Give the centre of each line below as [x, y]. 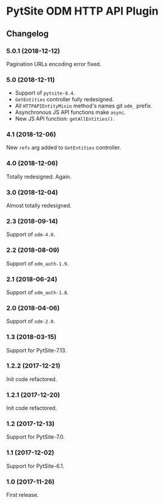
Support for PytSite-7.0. [36, 437]
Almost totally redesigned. [39, 206]
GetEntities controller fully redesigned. [64, 100]
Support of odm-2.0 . [31, 321]
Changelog [28, 34]
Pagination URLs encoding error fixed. [54, 64]
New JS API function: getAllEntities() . [65, 119]
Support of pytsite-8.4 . [45, 93]
